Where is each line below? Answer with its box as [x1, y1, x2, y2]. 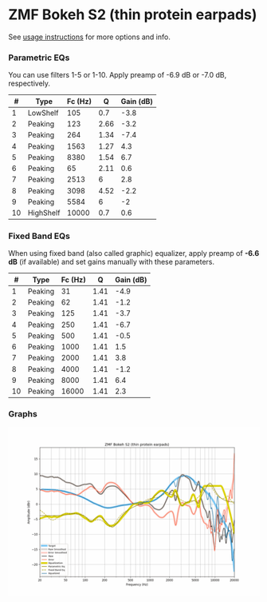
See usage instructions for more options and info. [8, 32, 171, 42]
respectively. [8, 78, 50, 89]
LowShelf [27, 108, 59, 118]
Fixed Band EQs [8, 230, 70, 241]
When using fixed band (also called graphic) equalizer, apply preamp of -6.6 [8, 249, 260, 258]
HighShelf [27, 208, 61, 217]
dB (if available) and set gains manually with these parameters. [8, 257, 215, 267]
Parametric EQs [8, 52, 70, 63]
